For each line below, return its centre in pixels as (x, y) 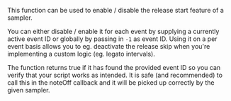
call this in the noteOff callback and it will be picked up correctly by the (111, 83)
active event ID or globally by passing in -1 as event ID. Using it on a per (112, 39)
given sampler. (29, 90)
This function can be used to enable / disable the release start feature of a (116, 10)
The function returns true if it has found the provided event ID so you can (114, 67)
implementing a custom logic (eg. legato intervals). (81, 54)
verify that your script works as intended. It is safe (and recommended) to (115, 75)
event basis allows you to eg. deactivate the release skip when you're (109, 46)
